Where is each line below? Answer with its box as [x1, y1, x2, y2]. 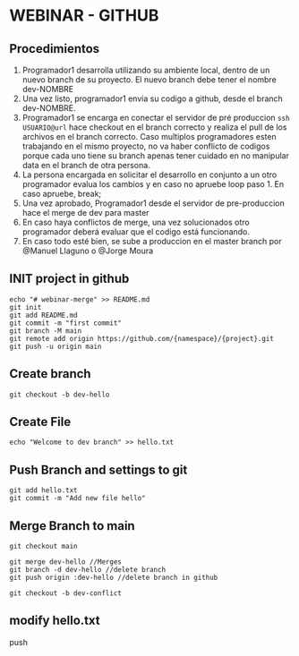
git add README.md [9, 311, 78, 319]
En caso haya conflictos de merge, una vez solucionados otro [21, 217, 250, 227]
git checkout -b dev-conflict [9, 589, 123, 598]
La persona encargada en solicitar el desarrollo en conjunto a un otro [21, 169, 278, 180]
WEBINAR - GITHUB [9, 5, 159, 26]
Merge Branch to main [9, 518, 136, 533]
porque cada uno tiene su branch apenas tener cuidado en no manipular [21, 150, 289, 161]
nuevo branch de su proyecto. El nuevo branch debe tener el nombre [21, 74, 278, 85]
